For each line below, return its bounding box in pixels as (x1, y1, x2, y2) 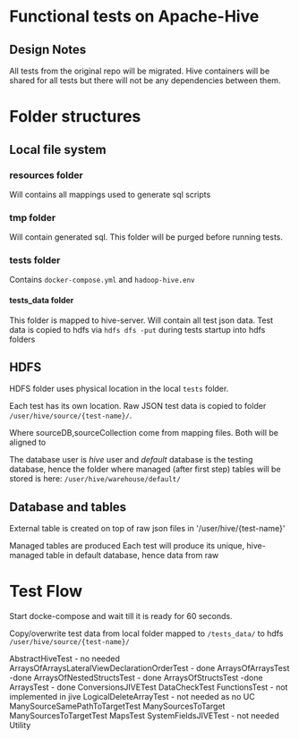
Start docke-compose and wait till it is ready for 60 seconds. (9, 611, 233, 622)
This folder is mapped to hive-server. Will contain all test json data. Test (9, 315, 274, 326)
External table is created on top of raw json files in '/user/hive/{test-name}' (9, 523, 286, 534)
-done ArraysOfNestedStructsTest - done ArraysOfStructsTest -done (9, 673, 263, 684)
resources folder (9, 168, 83, 181)
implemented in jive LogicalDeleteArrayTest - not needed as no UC (9, 692, 255, 702)
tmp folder (9, 211, 56, 224)
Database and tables (9, 499, 127, 514)
